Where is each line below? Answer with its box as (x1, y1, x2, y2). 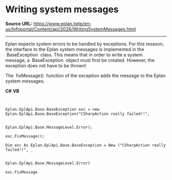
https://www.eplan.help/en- (33, 21, 92, 27)
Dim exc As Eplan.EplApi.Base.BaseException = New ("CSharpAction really (5, 143, 166, 148)
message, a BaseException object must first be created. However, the (5, 57, 155, 63)
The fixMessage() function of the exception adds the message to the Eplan (5, 72, 166, 78)
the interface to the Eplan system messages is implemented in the (5, 46, 144, 52)
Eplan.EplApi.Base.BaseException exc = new (5, 107, 100, 112)
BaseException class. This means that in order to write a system (6, 51, 143, 57)
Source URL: (5, 21, 32, 27)
